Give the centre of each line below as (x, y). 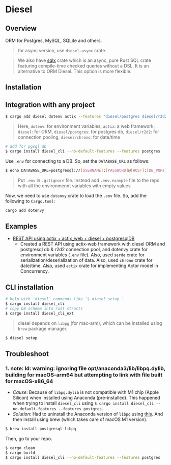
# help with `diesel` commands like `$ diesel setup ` (65, 299)
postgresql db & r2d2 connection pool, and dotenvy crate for (84, 250)
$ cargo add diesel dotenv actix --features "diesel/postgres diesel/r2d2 (86, 117)
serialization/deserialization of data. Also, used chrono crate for (86, 260)
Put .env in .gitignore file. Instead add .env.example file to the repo (89, 180)
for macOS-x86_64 (29, 381)
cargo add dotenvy (25, 210)
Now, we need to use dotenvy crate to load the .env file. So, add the (76, 195)
